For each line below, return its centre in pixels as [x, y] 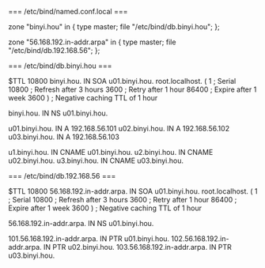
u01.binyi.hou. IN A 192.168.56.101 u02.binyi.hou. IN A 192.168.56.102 [119, 128]
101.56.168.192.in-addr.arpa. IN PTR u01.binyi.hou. [89, 239]
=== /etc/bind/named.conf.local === [68, 11]
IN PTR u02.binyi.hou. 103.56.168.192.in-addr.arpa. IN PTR [137, 247]
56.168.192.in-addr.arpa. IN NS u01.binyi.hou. [81, 223]
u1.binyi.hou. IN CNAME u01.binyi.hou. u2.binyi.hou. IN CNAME [111, 152]
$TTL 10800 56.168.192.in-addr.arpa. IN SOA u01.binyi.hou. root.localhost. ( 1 [133, 191]
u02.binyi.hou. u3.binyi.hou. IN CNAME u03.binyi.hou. [96, 160]
